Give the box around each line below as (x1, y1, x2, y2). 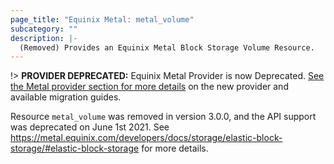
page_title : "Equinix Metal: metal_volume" (10, 14, 195, 25)
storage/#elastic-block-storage (10, 142, 140, 155)
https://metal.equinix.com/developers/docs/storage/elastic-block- (10, 132, 283, 144)
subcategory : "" (10, 24, 78, 34)
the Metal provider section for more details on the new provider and (10, 81, 289, 93)
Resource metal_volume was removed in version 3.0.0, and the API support (10, 111, 317, 123)
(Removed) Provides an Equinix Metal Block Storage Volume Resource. (19, 42, 315, 53)
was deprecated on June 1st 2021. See (10, 121, 170, 133)
